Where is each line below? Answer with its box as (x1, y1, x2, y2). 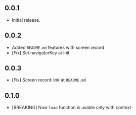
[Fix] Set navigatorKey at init (11, 49, 70, 56)
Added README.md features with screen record (11, 44, 104, 50)
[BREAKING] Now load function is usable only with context (11, 105, 132, 111)
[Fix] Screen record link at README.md (11, 77, 86, 83)
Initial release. (11, 17, 41, 23)
